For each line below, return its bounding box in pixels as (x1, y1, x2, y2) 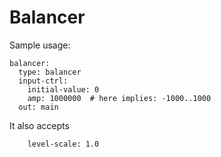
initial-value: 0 (27, 84, 100, 95)
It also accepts (9, 119, 70, 131)
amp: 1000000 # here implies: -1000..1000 (27, 93, 212, 103)
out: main (18, 102, 59, 112)
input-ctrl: (18, 76, 69, 86)
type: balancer (18, 67, 82, 77)
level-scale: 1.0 (27, 139, 100, 149)
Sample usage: (9, 39, 71, 51)
